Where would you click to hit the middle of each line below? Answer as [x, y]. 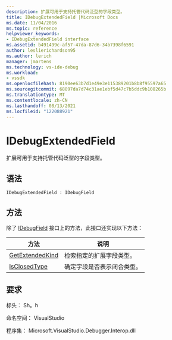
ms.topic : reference [32, 28]
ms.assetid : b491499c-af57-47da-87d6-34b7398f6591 [70, 45]
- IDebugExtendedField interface [48, 39]
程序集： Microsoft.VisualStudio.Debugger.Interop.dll [71, 330]
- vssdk [16, 78]
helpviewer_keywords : [33, 34]
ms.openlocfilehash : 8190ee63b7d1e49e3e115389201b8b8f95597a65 [86, 84]
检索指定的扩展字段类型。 [100, 255]
